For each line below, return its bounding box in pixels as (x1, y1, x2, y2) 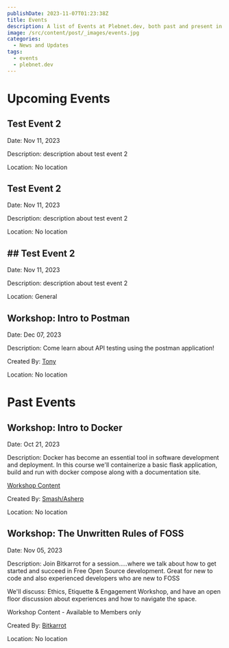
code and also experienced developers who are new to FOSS (7, 574, 180, 582)
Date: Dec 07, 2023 (7, 331, 62, 339)
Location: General (7, 293, 58, 301)
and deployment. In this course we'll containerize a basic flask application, (7, 461, 218, 469)
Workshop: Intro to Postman (7, 312, 130, 324)
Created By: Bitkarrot (7, 621, 67, 629)
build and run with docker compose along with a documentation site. (7, 468, 201, 476)
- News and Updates (13, 42, 69, 49)
